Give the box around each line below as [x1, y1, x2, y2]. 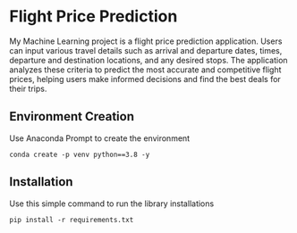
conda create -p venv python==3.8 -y [9, 150, 150, 159]
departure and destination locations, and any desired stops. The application [9, 54, 288, 65]
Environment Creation [9, 109, 134, 124]
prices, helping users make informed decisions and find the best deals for [9, 73, 282, 84]
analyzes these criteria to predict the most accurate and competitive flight [9, 64, 282, 75]
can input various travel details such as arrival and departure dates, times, [9, 45, 283, 55]
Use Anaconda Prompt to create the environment [9, 132, 191, 144]
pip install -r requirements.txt [9, 215, 134, 224]
